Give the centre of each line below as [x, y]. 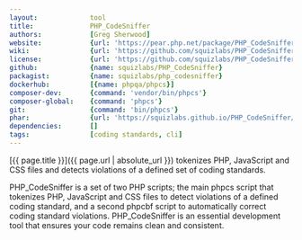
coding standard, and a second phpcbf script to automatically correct [138, 206]
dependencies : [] [54, 127]
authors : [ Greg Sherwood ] [80, 34]
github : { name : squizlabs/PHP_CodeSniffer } [116, 68]
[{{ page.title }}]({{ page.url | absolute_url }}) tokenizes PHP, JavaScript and [150, 160]
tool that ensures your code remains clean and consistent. [117, 225]
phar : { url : [60, 118]
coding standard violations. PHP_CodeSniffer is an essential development [145, 216]
